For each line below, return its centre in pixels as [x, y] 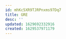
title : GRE [16, 15]
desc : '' [14, 19]
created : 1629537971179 [30, 29]
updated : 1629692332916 [30, 24]
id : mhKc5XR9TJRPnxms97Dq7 [33, 10]
